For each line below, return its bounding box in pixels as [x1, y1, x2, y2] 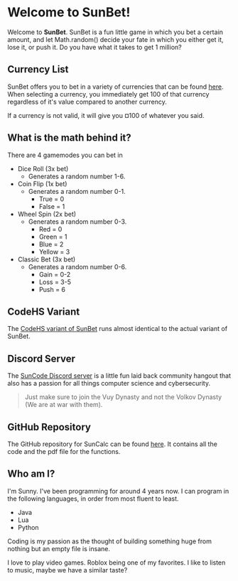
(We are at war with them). [24, 401, 103, 409]
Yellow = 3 [38, 247, 70, 256]
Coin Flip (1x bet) [17, 179, 67, 188]
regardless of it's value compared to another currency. [7, 97, 167, 106]
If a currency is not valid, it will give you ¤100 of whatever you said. [7, 111, 205, 119]
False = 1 [38, 202, 65, 210]
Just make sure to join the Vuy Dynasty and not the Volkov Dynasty [24, 393, 222, 401]
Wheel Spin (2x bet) [17, 210, 77, 218]
